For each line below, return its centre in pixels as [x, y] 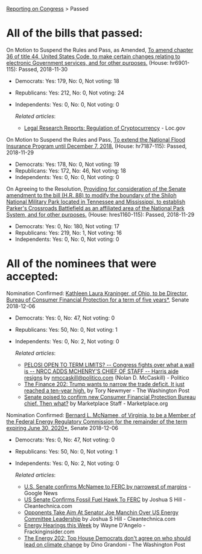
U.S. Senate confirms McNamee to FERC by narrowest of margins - [107, 486]
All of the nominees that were [81, 264]
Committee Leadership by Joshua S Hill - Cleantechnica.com [100, 519]
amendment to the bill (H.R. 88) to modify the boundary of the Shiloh [91, 195]
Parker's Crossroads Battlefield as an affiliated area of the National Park [96, 208]
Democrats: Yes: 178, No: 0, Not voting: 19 [67, 164]
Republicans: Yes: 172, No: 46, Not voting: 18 [71, 170]
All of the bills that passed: [74, 33]
